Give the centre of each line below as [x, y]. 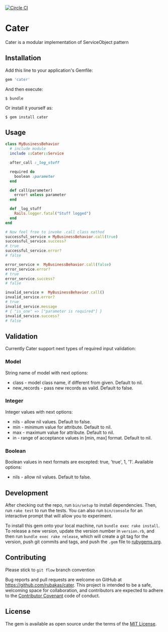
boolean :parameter [35, 176]
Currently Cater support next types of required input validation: [71, 349]
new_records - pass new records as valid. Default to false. [73, 388]
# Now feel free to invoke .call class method [55, 232]
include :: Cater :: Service [37, 154]
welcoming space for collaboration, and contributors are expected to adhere [84, 590]
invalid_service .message [31, 306]
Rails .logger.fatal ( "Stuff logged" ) [53, 214]
